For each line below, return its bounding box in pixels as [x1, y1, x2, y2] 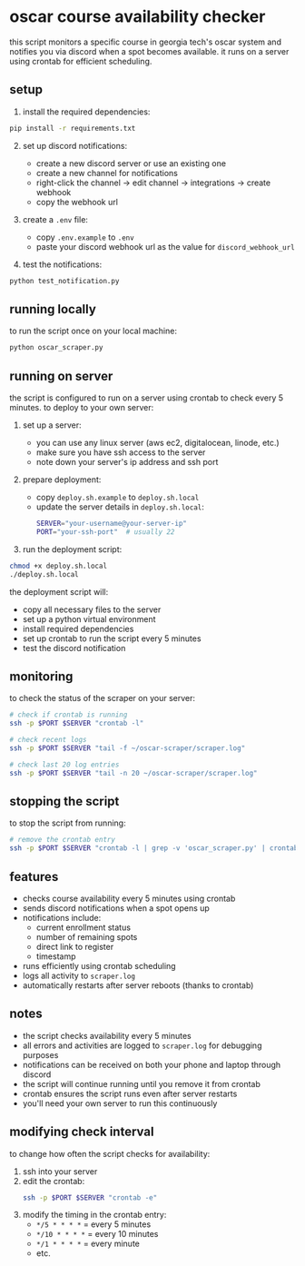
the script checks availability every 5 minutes [22, 1030, 192, 1041]
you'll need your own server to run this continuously [22, 1097, 218, 1109]
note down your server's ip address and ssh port [35, 457, 219, 467]
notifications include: [22, 912, 102, 923]
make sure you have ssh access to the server [35, 447, 206, 458]
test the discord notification [22, 642, 126, 653]
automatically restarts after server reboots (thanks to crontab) [22, 979, 254, 991]
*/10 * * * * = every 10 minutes [35, 1229, 159, 1240]
